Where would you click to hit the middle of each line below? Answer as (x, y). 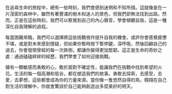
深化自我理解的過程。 (28, 26)
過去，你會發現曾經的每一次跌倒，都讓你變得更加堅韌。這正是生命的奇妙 (81, 50)
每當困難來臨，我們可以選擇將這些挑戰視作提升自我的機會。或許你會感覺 (81, 37)
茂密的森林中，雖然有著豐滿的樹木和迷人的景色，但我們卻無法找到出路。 (86, 14)
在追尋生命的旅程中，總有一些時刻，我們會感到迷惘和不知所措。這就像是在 (84, 7)
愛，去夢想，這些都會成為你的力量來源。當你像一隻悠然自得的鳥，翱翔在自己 (86, 80)
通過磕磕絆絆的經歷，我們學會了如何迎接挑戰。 (63, 56)
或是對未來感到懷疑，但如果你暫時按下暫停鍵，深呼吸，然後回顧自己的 (93, 44)
